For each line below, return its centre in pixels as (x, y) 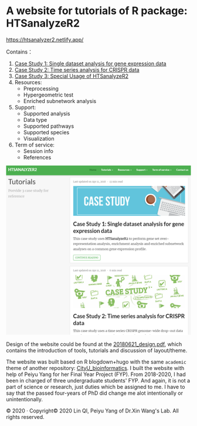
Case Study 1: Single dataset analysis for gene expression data (90, 64)
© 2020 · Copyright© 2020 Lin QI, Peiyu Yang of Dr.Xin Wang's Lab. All (92, 411)
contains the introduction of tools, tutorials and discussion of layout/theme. (97, 350)
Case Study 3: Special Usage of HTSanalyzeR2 (72, 76)
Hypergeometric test (48, 95)
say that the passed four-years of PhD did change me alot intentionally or (95, 393)
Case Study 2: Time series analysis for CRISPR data (77, 69)
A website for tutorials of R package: (97, 11)
